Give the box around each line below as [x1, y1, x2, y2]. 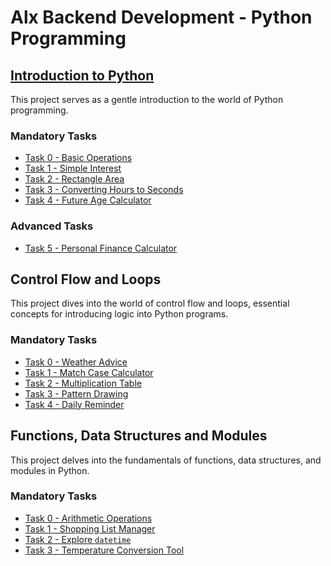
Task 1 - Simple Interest [24, 162, 122, 175]
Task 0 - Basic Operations [24, 152, 133, 164]
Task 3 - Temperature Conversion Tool [24, 544, 185, 556]
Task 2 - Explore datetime [24, 533, 132, 545]
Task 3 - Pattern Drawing [24, 387, 129, 400]
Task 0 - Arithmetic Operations [24, 512, 153, 524]
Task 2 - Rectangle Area [24, 173, 125, 185]
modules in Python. [10, 464, 90, 476]
